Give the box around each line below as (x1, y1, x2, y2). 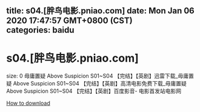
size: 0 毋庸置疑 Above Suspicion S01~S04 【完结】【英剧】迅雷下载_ (6, 72, 178, 80)
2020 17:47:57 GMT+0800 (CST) (6, 16, 133, 26)
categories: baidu (6, 25, 75, 35)
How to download (6, 99, 50, 107)
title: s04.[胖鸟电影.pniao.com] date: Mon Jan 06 (6, 5, 195, 16)
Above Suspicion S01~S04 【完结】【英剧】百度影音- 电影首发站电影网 (6, 87, 182, 95)
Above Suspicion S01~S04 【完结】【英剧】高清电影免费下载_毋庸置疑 (13, 80, 187, 87)
